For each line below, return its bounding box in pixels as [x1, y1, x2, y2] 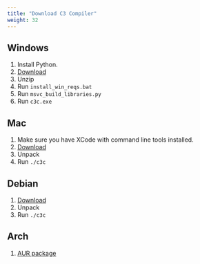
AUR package [17, 249, 57, 257]
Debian [7, 178, 39, 189]
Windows [7, 42, 49, 54]
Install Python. [17, 60, 59, 69]
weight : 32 [7, 17, 39, 23]
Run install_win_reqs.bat [17, 82, 92, 91]
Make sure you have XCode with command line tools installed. [17, 135, 194, 144]
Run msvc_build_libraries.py [17, 90, 101, 98]
